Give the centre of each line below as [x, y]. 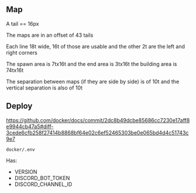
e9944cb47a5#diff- [30, 126]
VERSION [26, 171]
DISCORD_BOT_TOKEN [42, 178]
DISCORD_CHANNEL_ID [43, 184]
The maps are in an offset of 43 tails [50, 35]
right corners [22, 53]
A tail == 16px [23, 23]
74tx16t [15, 70]
